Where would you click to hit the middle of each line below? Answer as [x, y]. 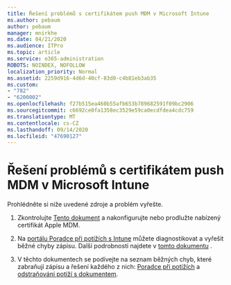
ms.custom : [23, 85]
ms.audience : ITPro [35, 46]
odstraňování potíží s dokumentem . [68, 274]
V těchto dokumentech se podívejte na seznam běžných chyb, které [114, 259]
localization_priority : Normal [52, 71]
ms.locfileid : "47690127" [44, 136]
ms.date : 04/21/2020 [37, 40]
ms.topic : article [34, 53]
